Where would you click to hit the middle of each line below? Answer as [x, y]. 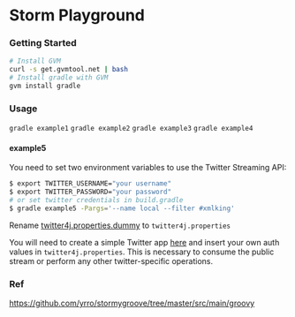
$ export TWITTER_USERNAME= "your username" [91, 184]
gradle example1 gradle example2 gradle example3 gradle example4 [131, 129]
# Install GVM [35, 61]
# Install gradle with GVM [59, 78]
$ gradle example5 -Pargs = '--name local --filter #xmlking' [122, 208]
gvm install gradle [45, 86]
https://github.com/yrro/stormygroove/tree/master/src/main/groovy [132, 303]
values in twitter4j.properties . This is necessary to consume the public [142, 252]
